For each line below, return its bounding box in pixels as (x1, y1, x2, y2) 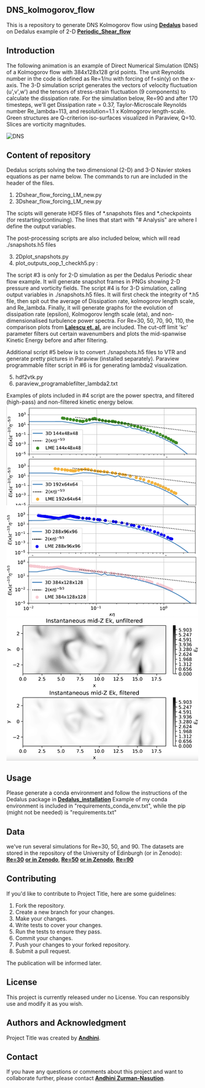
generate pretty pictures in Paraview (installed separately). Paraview (6, 355, 179, 363)
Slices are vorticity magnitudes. (6, 120, 87, 128)
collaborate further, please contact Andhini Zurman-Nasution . (6, 1074, 166, 1082)
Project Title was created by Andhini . (6, 1034, 101, 1041)
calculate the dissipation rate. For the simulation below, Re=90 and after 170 (6, 95, 198, 102)
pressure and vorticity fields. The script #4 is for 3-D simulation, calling (6, 285, 187, 292)
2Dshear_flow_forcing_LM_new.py (15, 191, 102, 199)
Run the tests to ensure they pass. (15, 928, 102, 935)
